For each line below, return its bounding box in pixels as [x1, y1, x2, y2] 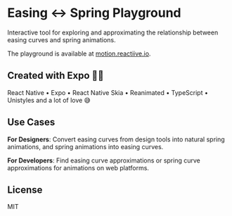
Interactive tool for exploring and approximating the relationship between [7, 28, 219, 37]
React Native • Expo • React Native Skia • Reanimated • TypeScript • [7, 88, 209, 96]
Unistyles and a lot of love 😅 [7, 96, 91, 104]
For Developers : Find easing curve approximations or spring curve [7, 156, 200, 165]
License [7, 184, 43, 196]
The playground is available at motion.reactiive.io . [7, 49, 151, 58]
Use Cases [7, 116, 56, 128]
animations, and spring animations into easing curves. [7, 142, 164, 151]
